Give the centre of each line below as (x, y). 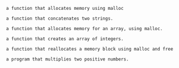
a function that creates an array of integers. (65, 39)
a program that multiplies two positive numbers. (68, 59)
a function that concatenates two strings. (60, 19)
